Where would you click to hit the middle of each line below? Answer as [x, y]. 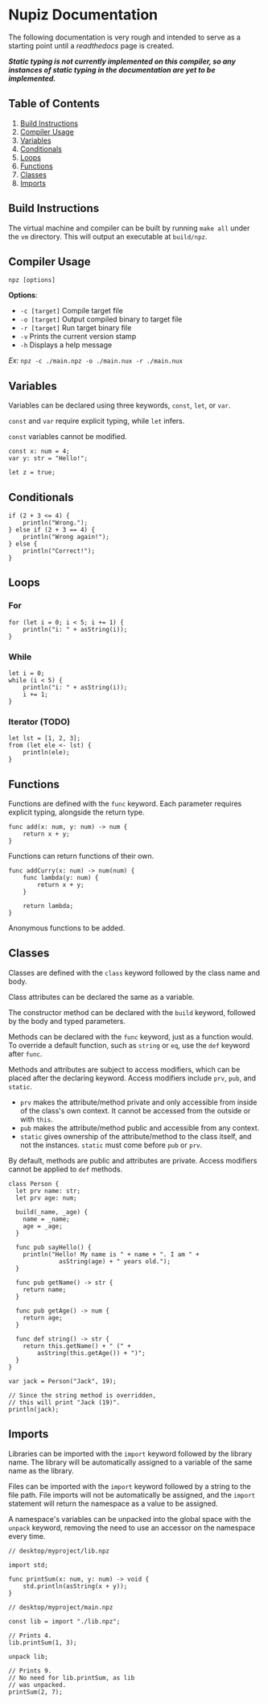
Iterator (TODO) [39, 721]
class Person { [34, 1184]
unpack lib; [28, 1656]
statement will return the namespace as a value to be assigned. [113, 1503]
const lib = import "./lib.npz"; [64, 1621]
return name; [45, 1289]
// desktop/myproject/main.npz [61, 1607]
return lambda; [48, 906]
